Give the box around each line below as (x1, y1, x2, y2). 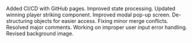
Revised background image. (6, 30, 74, 37)
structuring (6, 18, 33, 24)
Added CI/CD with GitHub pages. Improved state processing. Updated (6, 5, 176, 12)
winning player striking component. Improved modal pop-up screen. (6, 11, 171, 18)
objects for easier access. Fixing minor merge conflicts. (33, 18, 169, 24)
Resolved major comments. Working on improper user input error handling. (6, 24, 187, 31)
